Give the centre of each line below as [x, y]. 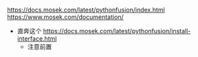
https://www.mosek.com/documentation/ [65, 17]
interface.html [37, 39]
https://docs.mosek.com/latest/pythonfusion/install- [117, 31]
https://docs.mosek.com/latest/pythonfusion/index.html [86, 10]
